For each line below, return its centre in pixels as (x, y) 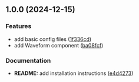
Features (19, 26)
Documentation (28, 60)
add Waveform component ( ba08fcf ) (59, 45)
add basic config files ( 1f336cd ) (53, 39)
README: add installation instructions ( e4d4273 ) (74, 73)
